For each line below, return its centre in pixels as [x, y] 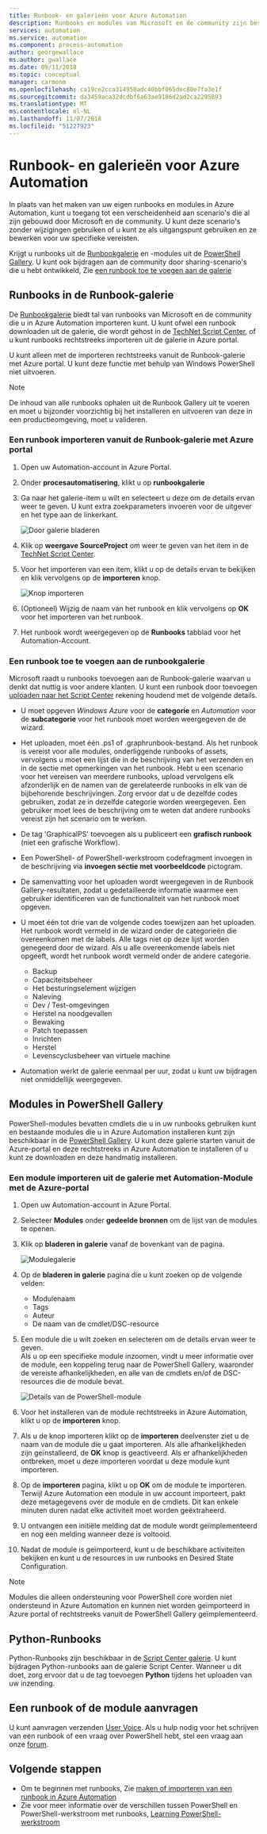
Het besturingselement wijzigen [84, 988]
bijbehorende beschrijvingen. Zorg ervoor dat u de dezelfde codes [129, 793]
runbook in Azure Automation [69, 1797]
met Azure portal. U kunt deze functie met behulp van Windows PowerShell [132, 363]
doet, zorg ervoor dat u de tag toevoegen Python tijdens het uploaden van [131, 1675]
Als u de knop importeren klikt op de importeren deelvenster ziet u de [135, 1436]
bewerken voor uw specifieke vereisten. [74, 238]
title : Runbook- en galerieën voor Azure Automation [98, 15]
